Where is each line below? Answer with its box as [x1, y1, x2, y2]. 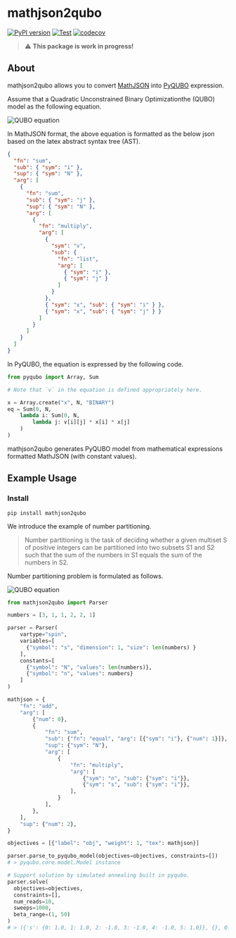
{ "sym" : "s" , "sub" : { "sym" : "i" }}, [82, 781, 190, 789]
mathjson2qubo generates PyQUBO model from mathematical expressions [7, 444, 223, 452]
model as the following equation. [7, 102, 102, 111]
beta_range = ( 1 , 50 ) [13, 911, 71, 918]
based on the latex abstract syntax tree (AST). [7, 137, 140, 145]
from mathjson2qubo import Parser [7, 599, 109, 606]
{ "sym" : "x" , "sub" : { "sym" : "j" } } [44, 308, 162, 315]
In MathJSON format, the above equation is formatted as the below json [7, 129, 215, 138]
